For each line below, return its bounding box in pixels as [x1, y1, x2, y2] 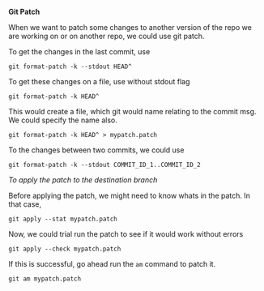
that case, [8, 199, 42, 209]
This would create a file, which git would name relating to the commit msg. [8, 107, 257, 116]
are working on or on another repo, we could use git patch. [8, 32, 205, 41]
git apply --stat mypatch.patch [8, 215, 117, 223]
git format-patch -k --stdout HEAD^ [8, 62, 132, 71]
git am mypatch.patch [8, 275, 82, 283]
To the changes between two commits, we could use [8, 145, 185, 155]
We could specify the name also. [8, 115, 117, 125]
